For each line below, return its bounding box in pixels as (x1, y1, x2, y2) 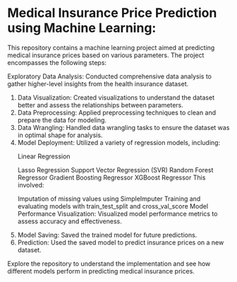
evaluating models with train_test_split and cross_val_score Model (17, 201, 209, 210)
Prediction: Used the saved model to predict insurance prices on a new (17, 238, 224, 247)
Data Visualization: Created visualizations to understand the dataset (17, 93, 215, 102)
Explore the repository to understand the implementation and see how (7, 259, 211, 268)
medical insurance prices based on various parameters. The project (7, 51, 205, 59)
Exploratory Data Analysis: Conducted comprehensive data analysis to (7, 72, 212, 81)
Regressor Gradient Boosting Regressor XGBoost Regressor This (17, 173, 206, 182)
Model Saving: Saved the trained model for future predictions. (17, 230, 197, 239)
